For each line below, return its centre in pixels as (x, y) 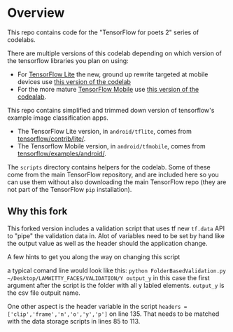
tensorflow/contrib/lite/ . (51, 139)
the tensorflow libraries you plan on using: (68, 60)
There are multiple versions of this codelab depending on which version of (114, 53)
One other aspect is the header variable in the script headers (94, 306)
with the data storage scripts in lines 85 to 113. (74, 321)
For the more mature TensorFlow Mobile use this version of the (108, 89)
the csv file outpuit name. (44, 293)
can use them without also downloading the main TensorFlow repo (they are (117, 182)
